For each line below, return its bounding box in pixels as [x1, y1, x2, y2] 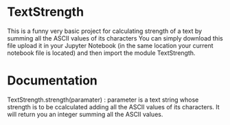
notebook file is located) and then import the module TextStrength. [7, 49, 196, 57]
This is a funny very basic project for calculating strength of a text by [7, 27, 203, 35]
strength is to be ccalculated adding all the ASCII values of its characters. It [7, 102, 220, 111]
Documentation [7, 73, 98, 89]
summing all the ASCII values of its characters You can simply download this [7, 34, 223, 42]
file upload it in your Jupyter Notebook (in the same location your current [7, 41, 214, 49]
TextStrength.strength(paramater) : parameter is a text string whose [7, 95, 199, 104]
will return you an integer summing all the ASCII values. [7, 110, 163, 118]
